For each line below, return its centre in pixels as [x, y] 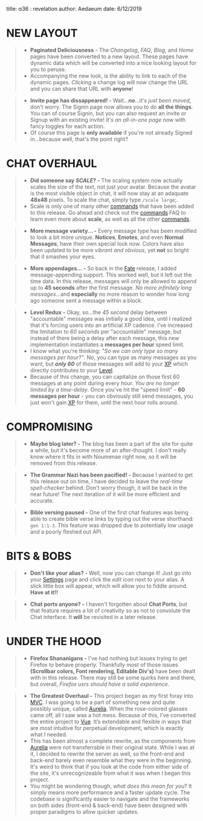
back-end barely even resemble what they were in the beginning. [111, 760]
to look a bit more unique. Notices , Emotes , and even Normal [107, 237]
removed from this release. [64, 463]
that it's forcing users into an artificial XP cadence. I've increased [111, 325]
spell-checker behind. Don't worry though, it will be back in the [108, 488]
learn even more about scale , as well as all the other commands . [111, 219]
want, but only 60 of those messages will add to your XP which [109, 364]
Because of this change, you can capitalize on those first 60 [105, 377]
